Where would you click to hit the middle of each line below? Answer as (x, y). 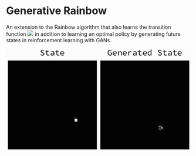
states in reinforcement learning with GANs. (59, 40)
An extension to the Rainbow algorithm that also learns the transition (89, 27)
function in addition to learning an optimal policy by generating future (93, 34)
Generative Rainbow (57, 11)
